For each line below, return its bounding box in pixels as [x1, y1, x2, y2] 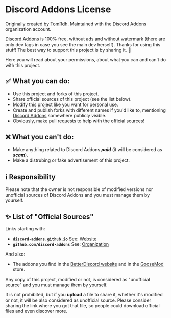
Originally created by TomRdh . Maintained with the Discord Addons [5, 20, 147, 27]
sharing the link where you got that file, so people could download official [5, 303, 160, 309]
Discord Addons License [5, 4, 111, 15]
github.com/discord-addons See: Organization [12, 241, 109, 247]
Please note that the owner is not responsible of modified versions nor [5, 186, 153, 193]
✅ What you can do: [5, 77, 70, 86]
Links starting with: [5, 226, 45, 232]
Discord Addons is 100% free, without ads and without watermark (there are [5, 36, 166, 42]
